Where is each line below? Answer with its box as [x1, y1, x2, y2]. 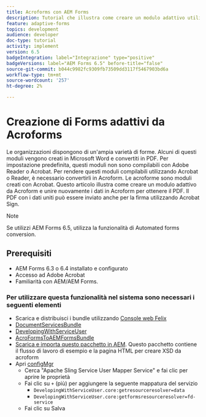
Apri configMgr [15, 360, 54, 368]
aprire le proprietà [24, 373, 71, 381]
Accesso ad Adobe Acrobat [15, 271, 85, 278]
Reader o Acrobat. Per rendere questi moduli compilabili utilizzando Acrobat [6, 167, 198, 175]
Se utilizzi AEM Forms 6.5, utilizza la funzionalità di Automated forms [6, 224, 180, 231]
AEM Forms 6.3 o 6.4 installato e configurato [15, 264, 128, 272]
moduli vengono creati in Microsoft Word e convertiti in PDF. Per [6, 155, 169, 162]
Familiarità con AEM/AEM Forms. [15, 277, 99, 285]
